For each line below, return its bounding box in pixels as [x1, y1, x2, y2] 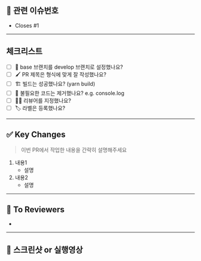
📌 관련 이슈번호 [6, 5, 59, 16]
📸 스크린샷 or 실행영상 [6, 244, 83, 255]
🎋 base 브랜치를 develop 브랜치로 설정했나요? [14, 63, 123, 70]
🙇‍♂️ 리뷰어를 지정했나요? [14, 97, 72, 104]
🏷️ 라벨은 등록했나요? [14, 104, 66, 112]
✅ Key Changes [6, 130, 66, 140]
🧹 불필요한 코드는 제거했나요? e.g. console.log [14, 89, 124, 97]
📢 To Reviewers [6, 205, 65, 215]
